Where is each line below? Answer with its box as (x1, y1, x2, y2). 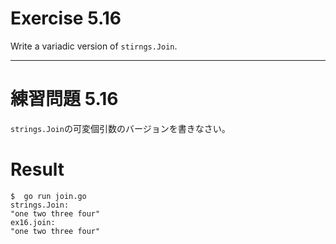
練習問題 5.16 (10, 88, 119, 111)
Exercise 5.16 (10, 7, 122, 30)
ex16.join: (10, 217, 56, 227)
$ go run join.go (10, 191, 87, 201)
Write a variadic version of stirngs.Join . (10, 40, 178, 52)
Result (10, 158, 65, 181)
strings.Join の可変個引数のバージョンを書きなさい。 (10, 122, 231, 134)
